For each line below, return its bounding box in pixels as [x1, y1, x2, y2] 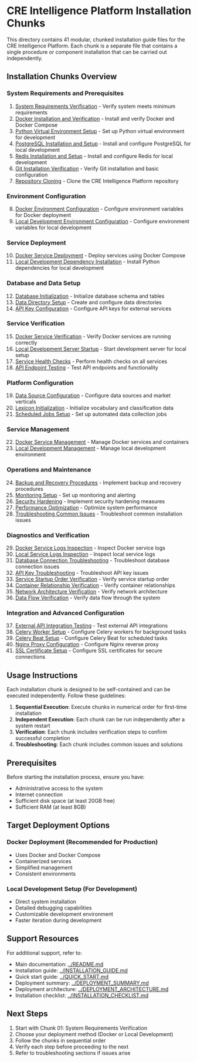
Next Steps [6, 1009, 48, 1019]
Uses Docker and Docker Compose [15, 851, 101, 859]
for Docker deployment [15, 211, 72, 218]
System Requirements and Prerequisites [6, 89, 124, 97]
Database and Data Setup [6, 279, 81, 287]
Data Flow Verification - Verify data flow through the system [15, 594, 161, 601]
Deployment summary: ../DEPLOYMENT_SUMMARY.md [15, 979, 149, 986]
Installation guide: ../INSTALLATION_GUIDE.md [15, 966, 128, 974]
